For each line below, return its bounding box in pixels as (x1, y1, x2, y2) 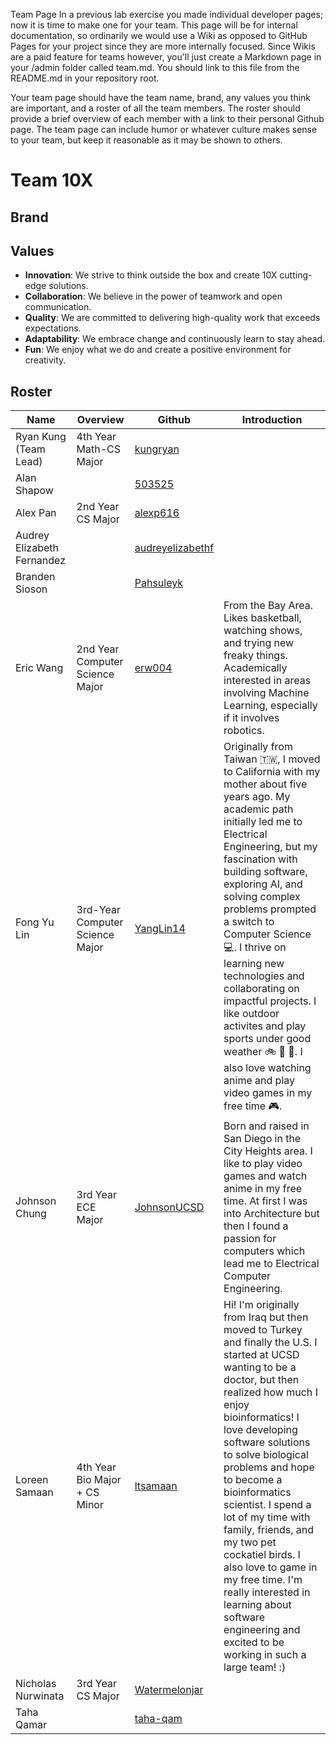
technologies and (223, 969, 305, 983)
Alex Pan (15, 506, 57, 520)
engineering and (223, 1623, 301, 1637)
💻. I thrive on (223, 940, 287, 954)
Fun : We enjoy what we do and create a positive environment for (24, 344, 292, 356)
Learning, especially (223, 699, 318, 713)
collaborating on (223, 982, 300, 996)
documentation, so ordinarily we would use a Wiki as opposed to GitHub (10, 30, 308, 41)
